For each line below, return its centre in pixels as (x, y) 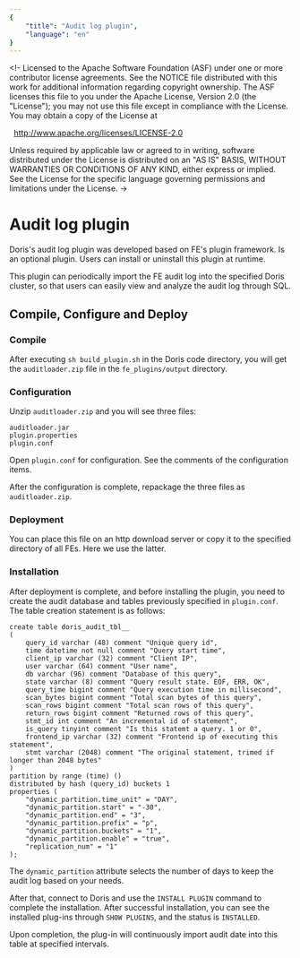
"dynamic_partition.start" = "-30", (94, 807)
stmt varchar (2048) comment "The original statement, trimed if (150, 752)
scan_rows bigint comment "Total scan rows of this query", (140, 705)
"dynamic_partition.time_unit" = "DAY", (102, 799)
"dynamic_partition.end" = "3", (86, 815)
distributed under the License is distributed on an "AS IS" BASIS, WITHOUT (148, 160)
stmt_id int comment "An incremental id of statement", (132, 721)
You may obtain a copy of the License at (84, 116)
